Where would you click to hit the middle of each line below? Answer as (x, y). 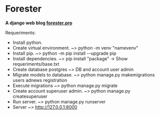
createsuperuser (30, 96)
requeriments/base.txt (36, 64)
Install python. (27, 42)
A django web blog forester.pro (39, 23)
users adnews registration (40, 80)
